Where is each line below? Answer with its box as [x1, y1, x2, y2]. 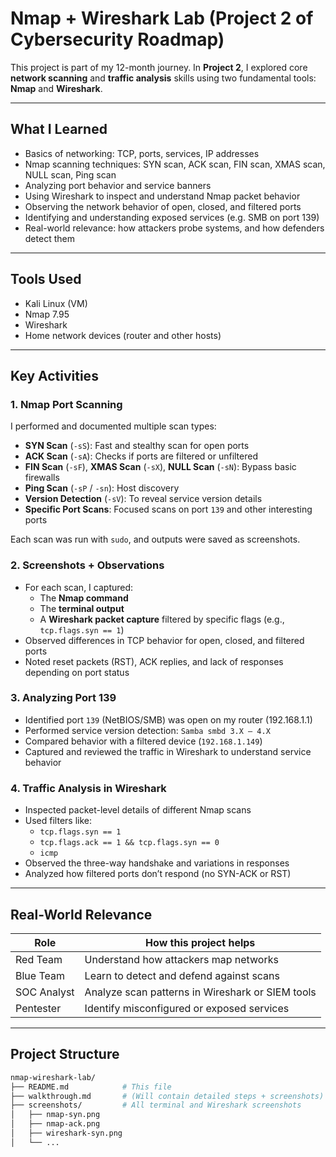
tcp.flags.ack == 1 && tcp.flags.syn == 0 [39, 838, 220, 848]
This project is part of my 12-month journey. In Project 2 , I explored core [10, 61, 308, 73]
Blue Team [15, 968, 65, 982]
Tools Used [10, 271, 82, 288]
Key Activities [10, 367, 99, 384]
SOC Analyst [15, 985, 75, 999]
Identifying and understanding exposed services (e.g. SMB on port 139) [24, 211, 320, 223]
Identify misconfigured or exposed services [84, 1001, 290, 1015]
